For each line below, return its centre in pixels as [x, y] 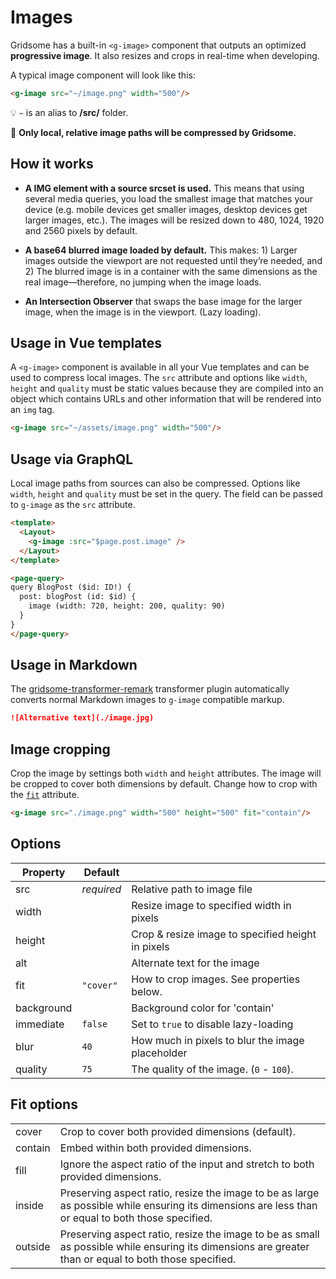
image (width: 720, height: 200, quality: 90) [127, 606]
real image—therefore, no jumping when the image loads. [143, 282]
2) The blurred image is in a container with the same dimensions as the [171, 271]
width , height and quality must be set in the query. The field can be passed [166, 494]
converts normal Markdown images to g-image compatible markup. [147, 700]
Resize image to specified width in [211, 905]
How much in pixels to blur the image [218, 1040]
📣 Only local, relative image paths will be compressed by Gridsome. [153, 132]
